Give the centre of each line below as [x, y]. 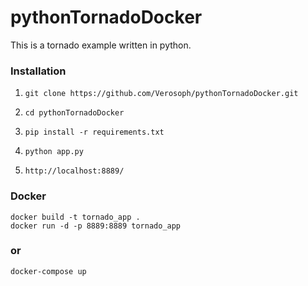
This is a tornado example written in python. [101, 45]
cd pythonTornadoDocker [74, 113]
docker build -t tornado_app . [75, 217]
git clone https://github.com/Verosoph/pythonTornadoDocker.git [161, 94]
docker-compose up [48, 271]
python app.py [54, 152]
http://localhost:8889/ [74, 171]
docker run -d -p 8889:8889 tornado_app [96, 226]
